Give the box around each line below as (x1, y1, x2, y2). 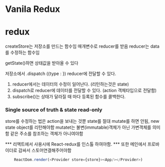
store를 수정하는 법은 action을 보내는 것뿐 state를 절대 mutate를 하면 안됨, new (5, 118, 160, 124)
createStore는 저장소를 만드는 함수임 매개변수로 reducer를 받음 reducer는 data (5, 43, 160, 49)
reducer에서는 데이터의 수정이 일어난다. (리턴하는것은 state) (12, 81, 129, 87)
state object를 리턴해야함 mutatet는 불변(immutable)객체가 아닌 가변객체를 (5, 124, 152, 130)
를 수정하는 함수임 (5, 50, 40, 56)
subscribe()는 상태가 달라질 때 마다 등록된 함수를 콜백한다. (12, 93, 126, 100)
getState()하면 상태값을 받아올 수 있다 (5, 60, 78, 66)
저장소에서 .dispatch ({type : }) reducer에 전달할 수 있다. (5, 71, 116, 77)
